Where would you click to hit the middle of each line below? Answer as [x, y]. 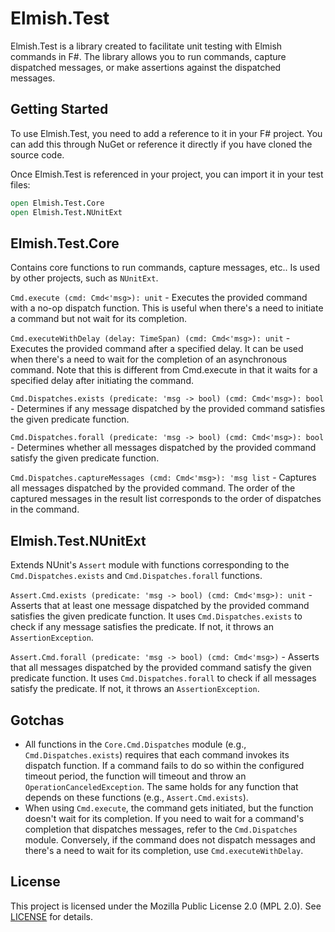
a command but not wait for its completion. [99, 319]
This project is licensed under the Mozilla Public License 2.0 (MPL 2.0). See [166, 906]
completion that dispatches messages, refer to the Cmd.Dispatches [161, 829]
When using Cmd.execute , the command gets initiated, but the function [169, 808]
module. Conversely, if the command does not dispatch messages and [170, 839]
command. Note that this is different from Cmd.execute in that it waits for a [164, 370]
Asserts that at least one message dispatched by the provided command [160, 606]
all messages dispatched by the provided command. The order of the [153, 488]
